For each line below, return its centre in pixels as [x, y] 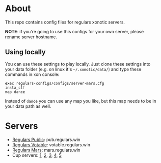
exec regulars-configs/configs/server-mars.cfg [55, 83]
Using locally [25, 52]
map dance [15, 92]
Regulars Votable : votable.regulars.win [51, 144]
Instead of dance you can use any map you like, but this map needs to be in [81, 101]
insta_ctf [15, 88]
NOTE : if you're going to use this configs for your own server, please [74, 31]
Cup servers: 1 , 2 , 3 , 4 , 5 [37, 155]
